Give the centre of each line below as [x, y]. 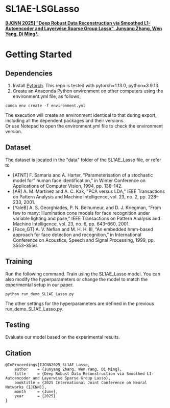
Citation [18, 353]
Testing [18, 325]
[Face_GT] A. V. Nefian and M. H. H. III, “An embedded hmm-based [83, 229]
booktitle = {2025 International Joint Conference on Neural [81, 383]
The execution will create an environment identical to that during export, [81, 115]
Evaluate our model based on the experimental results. [63, 337]
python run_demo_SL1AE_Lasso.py [40, 294]
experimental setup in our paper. [40, 285]
